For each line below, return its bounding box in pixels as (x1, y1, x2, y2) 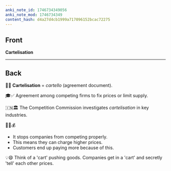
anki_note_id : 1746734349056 (5, 7, 67, 13)
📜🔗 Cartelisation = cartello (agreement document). (5, 82, 113, 88)
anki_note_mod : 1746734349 (5, 12, 63, 17)
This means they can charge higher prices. (12, 139, 103, 145)
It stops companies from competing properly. (12, 134, 108, 140)
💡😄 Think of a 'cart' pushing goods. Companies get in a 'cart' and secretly (5, 155, 163, 160)
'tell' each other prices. (5, 160, 54, 166)
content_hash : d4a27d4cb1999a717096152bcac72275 (5, 17, 110, 22)
